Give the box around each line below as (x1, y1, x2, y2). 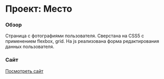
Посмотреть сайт (5, 68, 43, 74)
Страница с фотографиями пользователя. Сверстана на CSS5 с (5, 33, 144, 39)
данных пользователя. (5, 44, 55, 50)
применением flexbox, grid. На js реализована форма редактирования (5, 38, 159, 44)
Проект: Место (5, 3, 73, 15)
